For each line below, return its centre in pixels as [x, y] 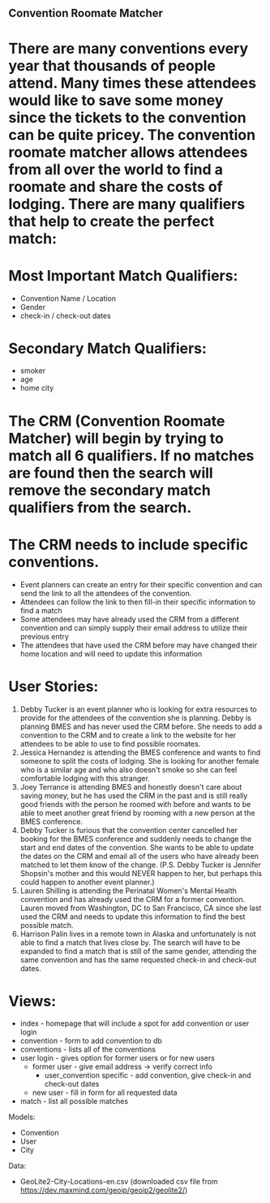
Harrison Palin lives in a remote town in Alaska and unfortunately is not [138, 934]
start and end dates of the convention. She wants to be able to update [137, 847]
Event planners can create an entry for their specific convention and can [141, 584]
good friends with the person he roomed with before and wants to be [135, 804]
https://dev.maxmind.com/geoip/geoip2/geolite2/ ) [104, 1190]
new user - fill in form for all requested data [105, 1092]
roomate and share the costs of [116, 187]
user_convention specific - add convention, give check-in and [148, 1075]
